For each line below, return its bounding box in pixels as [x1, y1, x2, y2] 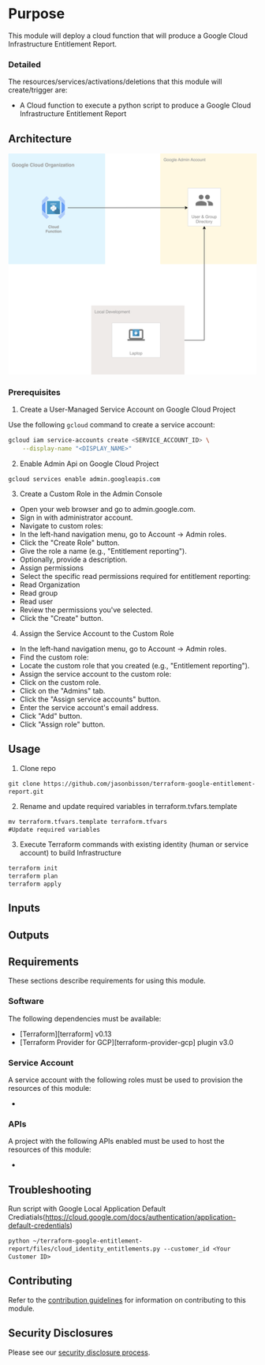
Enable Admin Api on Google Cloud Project [19, 459, 159, 468]
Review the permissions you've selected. [19, 605, 153, 615]
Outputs [8, 928, 50, 942]
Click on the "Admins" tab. [19, 686, 106, 695]
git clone [8, 780, 41, 788]
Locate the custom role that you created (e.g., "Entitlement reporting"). [19, 660, 250, 670]
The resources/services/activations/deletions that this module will [8, 77, 222, 87]
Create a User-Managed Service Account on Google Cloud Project [19, 404, 236, 415]
